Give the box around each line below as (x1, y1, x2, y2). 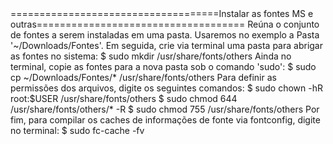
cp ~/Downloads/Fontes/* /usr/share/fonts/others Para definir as (10, 72, 277, 83)
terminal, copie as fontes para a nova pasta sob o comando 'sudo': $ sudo (10, 61, 317, 72)
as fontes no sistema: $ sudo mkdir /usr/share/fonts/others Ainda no (10, 50, 292, 62)
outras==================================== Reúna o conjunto (10, 18, 320, 30)
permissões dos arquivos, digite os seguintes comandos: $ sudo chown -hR (10, 82, 323, 94)
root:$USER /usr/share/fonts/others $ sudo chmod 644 (10, 93, 238, 104)
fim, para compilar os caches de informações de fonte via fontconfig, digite (10, 114, 321, 126)
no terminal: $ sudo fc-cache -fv (10, 125, 145, 136)
